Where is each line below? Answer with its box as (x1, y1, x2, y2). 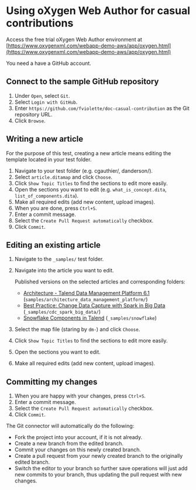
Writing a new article (6, 134, 84, 144)
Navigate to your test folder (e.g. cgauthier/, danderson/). (14, 167, 153, 174)
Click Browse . (14, 117, 46, 124)
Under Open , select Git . (14, 92, 70, 99)
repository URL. (14, 111, 53, 118)
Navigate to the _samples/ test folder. (14, 256, 104, 263)
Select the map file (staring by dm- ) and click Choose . (14, 326, 140, 333)
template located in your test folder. (6, 156, 92, 163)
